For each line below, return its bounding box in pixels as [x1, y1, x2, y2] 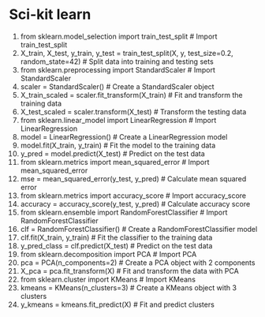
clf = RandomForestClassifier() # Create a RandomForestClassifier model [20, 224, 258, 233]
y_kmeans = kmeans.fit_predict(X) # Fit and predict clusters [20, 300, 215, 309]
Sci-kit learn [9, 6, 91, 24]
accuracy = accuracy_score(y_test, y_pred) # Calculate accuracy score [20, 199, 251, 208]
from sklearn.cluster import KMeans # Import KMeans [20, 274, 196, 284]
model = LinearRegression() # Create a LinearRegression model [20, 132, 228, 141]
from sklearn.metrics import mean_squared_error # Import [20, 157, 210, 166]
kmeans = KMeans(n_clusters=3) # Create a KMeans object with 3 [20, 282, 237, 293]
